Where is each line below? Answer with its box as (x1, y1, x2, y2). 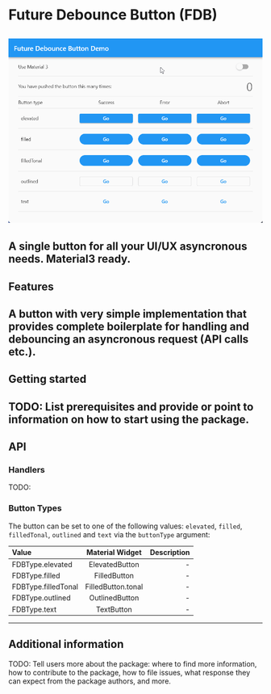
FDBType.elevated (11, 559, 73, 569)
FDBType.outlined (11, 593, 71, 603)
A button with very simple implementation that (8, 307, 248, 321)
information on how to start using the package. (8, 412, 250, 426)
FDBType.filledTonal (11, 582, 79, 591)
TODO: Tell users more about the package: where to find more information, (8, 658, 257, 668)
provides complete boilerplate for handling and (8, 319, 250, 333)
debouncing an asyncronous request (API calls (8, 332, 249, 346)
